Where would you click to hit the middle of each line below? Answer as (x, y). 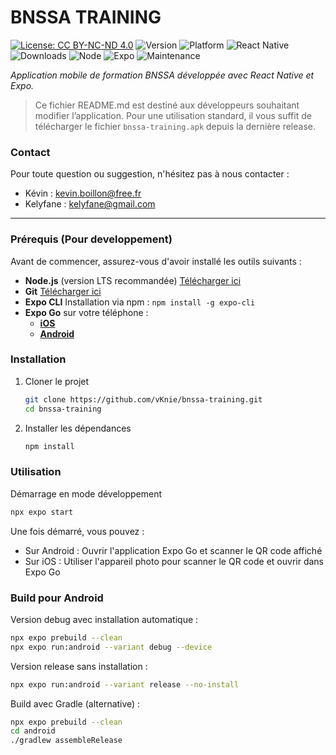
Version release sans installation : (79, 666)
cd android (33, 731)
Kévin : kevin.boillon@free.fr (83, 193)
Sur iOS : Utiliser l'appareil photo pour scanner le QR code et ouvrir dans (174, 561)
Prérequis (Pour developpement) (91, 239)
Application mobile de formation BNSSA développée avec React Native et (162, 75)
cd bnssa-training (63, 409)
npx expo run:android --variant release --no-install (125, 684)
